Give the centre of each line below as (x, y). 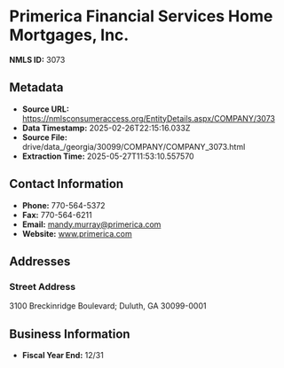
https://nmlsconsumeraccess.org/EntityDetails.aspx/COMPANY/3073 (148, 118)
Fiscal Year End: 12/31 (63, 356)
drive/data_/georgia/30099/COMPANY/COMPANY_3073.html (134, 146)
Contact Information (67, 184)
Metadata (36, 87)
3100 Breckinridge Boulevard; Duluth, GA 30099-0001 (108, 306)
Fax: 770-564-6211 (57, 215)
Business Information (70, 334)
